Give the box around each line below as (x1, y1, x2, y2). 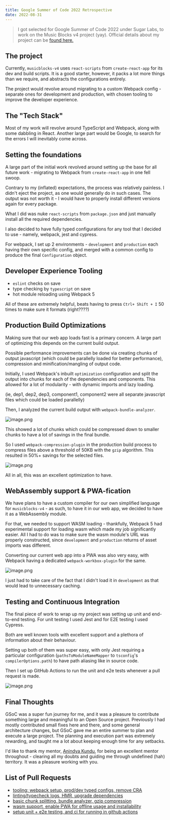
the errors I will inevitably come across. (5, 136, 87, 142)
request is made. (5, 673, 41, 679)
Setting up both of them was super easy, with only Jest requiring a (5, 647, 145, 653)
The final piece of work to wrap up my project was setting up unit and (5, 611, 151, 617)
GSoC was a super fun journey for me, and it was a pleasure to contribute (5, 711, 159, 717)
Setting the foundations (5, 151, 82, 159)
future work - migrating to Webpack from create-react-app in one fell (5, 169, 151, 175)
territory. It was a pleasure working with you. (5, 759, 99, 765)
